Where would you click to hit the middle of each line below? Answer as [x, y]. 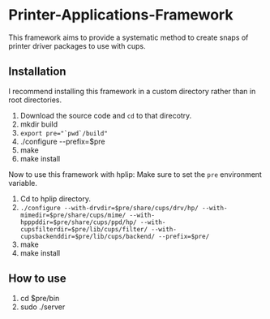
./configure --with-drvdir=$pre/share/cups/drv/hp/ [109, 208]
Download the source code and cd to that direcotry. [106, 115]
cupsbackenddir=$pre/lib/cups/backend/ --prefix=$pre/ [115, 236]
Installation [37, 72]
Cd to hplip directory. [56, 198]
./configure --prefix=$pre [62, 141]
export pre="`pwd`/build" [64, 133]
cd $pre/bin [40, 298]
